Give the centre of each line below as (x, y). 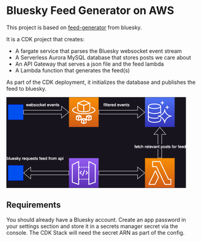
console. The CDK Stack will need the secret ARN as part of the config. (96, 232)
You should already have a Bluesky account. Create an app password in (96, 220)
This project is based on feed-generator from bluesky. (74, 27)
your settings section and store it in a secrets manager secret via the (92, 226)
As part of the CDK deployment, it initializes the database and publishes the (101, 82)
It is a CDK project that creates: (46, 39)
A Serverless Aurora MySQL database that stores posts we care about (103, 57)
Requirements (33, 205)
